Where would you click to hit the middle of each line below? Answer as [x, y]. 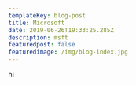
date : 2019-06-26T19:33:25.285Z [61, 30]
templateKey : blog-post [47, 15]
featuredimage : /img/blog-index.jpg [68, 52]
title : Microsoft [37, 23]
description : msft [38, 37]
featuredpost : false [42, 45]
